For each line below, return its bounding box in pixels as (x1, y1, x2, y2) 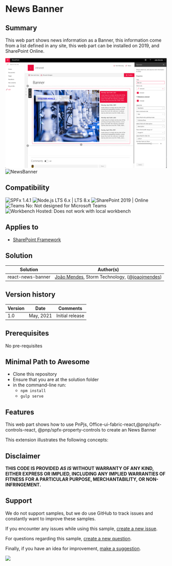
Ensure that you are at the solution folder (12, 377, 99, 383)
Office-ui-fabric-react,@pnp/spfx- (89, 421, 162, 427)
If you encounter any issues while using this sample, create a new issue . (5, 525, 158, 532)
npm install (20, 388, 46, 394)
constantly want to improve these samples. (5, 515, 96, 521)
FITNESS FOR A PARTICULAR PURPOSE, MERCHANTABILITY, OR (5, 476, 145, 482)
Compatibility (5, 183, 50, 192)
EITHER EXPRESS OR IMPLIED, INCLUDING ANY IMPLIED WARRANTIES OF (5, 471, 166, 477)
